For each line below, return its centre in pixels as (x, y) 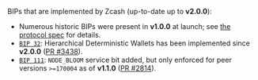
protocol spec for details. (60, 35)
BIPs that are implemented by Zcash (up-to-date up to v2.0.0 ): (110, 11)
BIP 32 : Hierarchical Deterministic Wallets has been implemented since (134, 43)
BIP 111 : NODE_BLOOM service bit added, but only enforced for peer (125, 60)
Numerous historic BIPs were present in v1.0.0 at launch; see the (125, 26)
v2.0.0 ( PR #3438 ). (51, 51)
